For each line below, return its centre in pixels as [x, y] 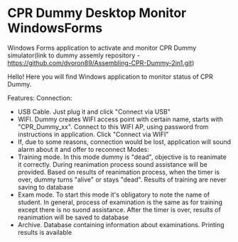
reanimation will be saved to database [73, 217]
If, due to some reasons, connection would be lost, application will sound [124, 142]
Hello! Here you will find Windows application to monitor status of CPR [110, 77]
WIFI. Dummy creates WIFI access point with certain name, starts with [120, 119]
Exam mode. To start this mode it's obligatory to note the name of [114, 194]
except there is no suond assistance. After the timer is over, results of [119, 209]
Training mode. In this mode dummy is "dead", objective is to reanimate [122, 157]
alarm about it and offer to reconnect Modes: [83, 149]
